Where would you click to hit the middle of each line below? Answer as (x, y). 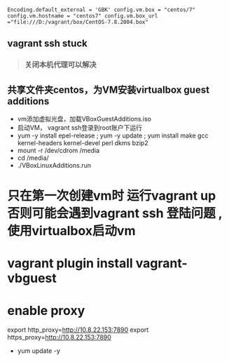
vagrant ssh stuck (47, 44)
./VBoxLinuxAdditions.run (54, 166)
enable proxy (46, 310)
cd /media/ (33, 158)
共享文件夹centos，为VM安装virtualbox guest (109, 89)
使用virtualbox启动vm (71, 231)
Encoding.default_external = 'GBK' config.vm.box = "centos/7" (102, 10)
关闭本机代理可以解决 (60, 65)
